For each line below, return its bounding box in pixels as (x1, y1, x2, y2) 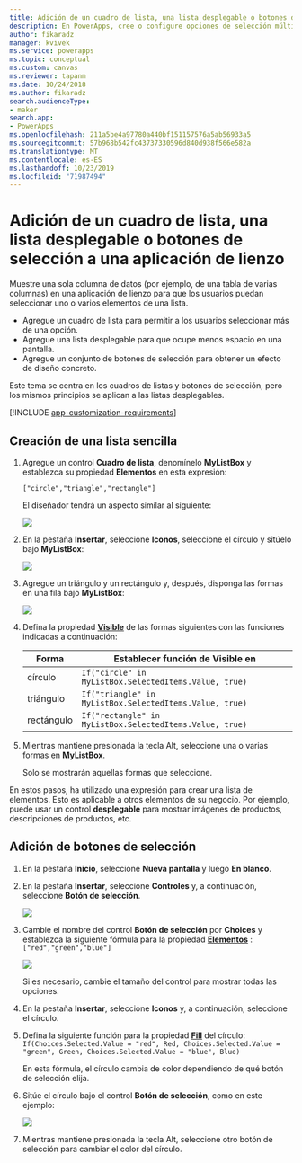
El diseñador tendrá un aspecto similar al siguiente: (22, 500, 212, 510)
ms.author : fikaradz (9, 88, 87, 97)
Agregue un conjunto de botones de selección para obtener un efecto (22, 353, 281, 364)
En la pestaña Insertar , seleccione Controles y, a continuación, (22, 880, 258, 891)
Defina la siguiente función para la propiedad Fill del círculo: (22, 1030, 245, 1041)
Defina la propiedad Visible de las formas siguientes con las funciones (22, 622, 285, 632)
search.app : (9, 113, 54, 122)
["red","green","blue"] (22, 943, 112, 953)
